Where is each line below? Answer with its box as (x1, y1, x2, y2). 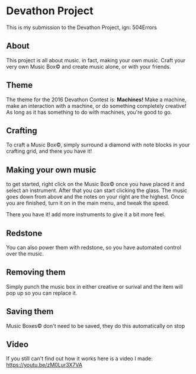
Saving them (6, 306, 54, 317)
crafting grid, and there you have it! (6, 148, 92, 155)
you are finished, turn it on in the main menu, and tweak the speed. (6, 200, 170, 207)
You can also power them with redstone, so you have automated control (6, 244, 182, 251)
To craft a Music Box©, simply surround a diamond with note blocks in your (6, 141, 191, 149)
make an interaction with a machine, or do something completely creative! (6, 102, 187, 109)
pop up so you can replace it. (6, 289, 78, 296)
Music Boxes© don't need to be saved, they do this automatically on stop (6, 322, 185, 330)
